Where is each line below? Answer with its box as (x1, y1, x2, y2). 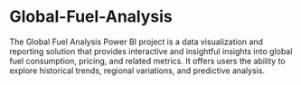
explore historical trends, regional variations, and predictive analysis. (9, 65, 265, 76)
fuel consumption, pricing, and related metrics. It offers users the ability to (9, 55, 287, 66)
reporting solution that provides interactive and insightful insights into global (9, 45, 293, 56)
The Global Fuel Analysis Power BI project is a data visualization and (9, 36, 264, 47)
